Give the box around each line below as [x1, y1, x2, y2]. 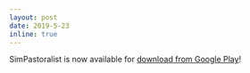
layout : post [9, 12, 58, 22]
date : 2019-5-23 [9, 21, 70, 30]
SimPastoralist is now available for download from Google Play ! [9, 54, 242, 65]
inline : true [9, 29, 58, 38]
